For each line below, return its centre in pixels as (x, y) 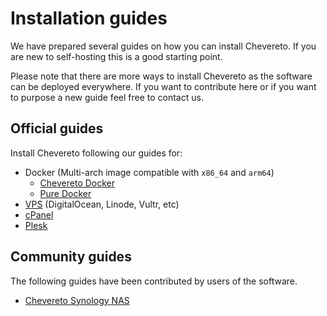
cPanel (39, 214)
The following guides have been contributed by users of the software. (154, 281)
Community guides (71, 257)
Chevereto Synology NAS (77, 300)
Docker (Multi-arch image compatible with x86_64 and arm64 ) (149, 172)
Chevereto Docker (77, 183)
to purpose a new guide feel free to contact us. (107, 97)
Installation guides (89, 18)
